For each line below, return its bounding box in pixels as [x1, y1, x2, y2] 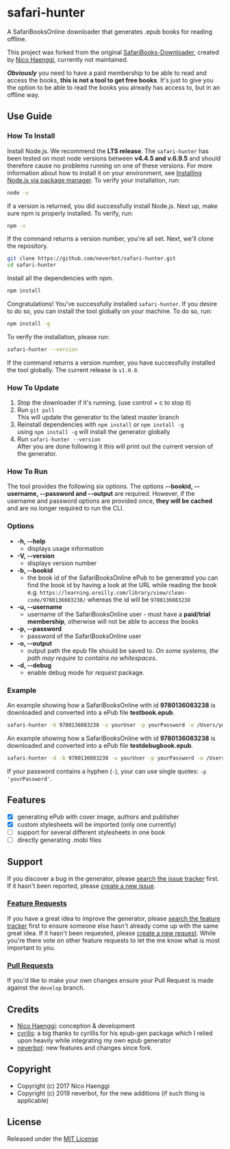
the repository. [7, 242, 49, 250]
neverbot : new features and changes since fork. [16, 1043, 153, 1051]
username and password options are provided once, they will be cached [7, 497, 213, 505]
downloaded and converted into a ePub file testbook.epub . [7, 708, 175, 716]
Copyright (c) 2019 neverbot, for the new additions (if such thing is [16, 1089, 205, 1097]
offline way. [7, 91, 40, 99]
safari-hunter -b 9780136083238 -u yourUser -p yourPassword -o [7, 721, 194, 729]
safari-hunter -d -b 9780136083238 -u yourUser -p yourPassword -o [7, 754, 204, 762]
